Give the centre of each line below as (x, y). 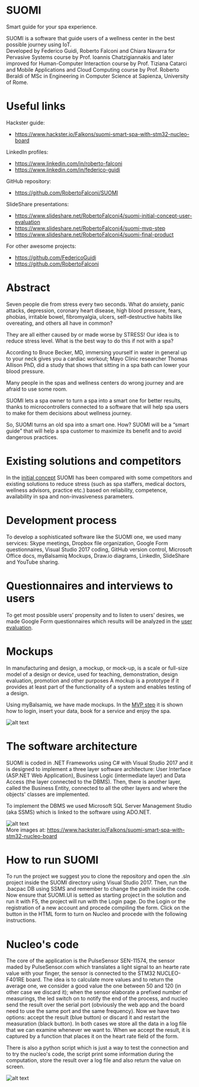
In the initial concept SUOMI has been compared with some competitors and (99, 477)
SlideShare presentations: (38, 204)
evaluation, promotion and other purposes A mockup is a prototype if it (93, 680)
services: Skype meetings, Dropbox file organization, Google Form (87, 543)
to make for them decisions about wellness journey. (69, 413)
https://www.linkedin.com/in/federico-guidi (67, 170)
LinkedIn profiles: (27, 152)
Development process (62, 520)
